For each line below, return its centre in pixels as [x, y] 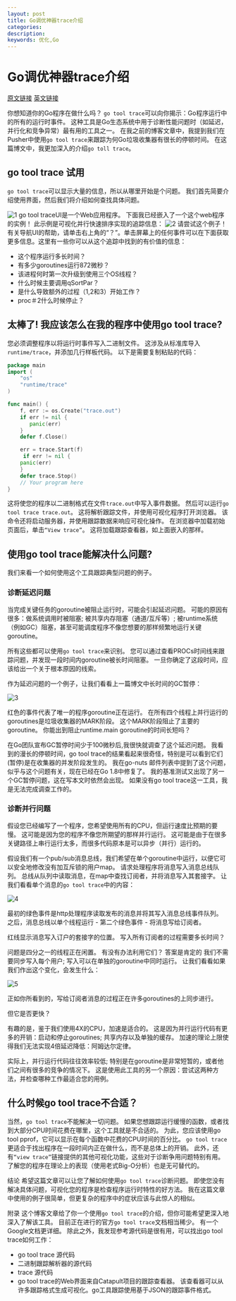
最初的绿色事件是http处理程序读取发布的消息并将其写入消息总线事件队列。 [115, 913]
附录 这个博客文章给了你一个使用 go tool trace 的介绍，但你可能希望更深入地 [118, 1213]
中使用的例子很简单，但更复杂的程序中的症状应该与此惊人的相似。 [103, 1198]
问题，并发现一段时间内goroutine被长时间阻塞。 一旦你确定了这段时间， [118, 660]
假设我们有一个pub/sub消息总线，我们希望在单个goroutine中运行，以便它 [113, 858]
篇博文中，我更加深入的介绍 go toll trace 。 [71, 148]
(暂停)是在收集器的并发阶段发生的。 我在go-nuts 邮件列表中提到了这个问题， [118, 762]
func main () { [28, 404]
